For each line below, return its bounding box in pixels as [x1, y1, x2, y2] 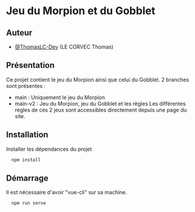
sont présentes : [6, 82, 46, 89]
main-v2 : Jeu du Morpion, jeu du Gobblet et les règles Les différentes [14, 100, 186, 107]
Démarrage [6, 173, 48, 183]
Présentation [6, 60, 55, 70]
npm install [11, 156, 41, 163]
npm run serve [11, 200, 46, 206]
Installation [6, 130, 48, 140]
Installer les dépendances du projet [6, 145, 92, 152]
